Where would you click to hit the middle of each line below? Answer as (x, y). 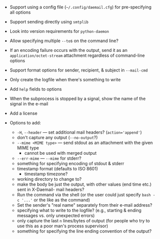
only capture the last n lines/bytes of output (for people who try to (83, 221)
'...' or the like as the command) (56, 200)
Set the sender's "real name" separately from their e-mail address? (85, 205)
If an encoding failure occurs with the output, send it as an (69, 50)
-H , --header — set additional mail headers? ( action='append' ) (79, 132)
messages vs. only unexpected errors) (56, 215)
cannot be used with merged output (60, 153)
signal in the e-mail (29, 104)
